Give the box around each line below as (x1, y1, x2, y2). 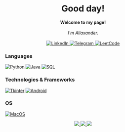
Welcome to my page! (60, 19, 106, 25)
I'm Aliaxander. (67, 30, 99, 36)
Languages (5, 52, 33, 59)
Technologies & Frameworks (5, 76, 75, 83)
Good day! (61, 3, 105, 14)
